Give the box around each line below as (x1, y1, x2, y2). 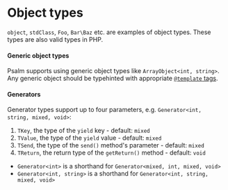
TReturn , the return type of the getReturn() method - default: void (17, 148, 206, 157)
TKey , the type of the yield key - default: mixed (17, 127, 151, 135)
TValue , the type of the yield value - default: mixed (17, 134, 162, 142)
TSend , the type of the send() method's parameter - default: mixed (17, 141, 205, 150)
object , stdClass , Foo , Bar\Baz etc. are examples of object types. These (7, 28, 211, 36)
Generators (7, 90, 41, 98)
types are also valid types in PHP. (7, 35, 103, 43)
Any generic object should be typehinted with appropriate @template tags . (7, 74, 218, 83)
